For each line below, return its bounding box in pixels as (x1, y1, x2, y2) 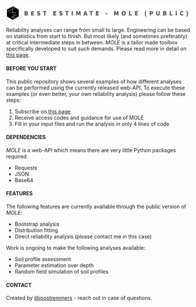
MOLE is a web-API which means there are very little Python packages (6, 146, 177, 154)
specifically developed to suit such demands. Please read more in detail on (6, 45, 187, 52)
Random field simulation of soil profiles (14, 268, 109, 275)
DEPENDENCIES (6, 134, 46, 141)
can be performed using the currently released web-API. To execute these (6, 84, 185, 91)
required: (6, 153, 28, 160)
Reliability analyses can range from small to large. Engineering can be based (6, 26, 190, 34)
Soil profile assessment (14, 256, 71, 263)
